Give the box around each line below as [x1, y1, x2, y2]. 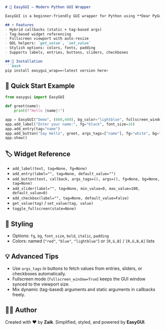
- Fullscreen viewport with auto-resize [5, 36, 89, 41]
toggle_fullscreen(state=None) [12, 206, 77, 212]
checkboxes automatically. [12, 270, 66, 276]
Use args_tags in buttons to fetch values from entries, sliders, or [12, 265, 142, 271]
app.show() [5, 136, 27, 141]
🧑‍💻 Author [5, 306, 37, 314]
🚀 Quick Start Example [5, 81, 75, 90]
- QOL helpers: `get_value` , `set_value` [5, 41, 91, 46]
